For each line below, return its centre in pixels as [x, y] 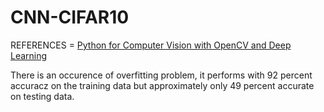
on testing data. [42, 96]
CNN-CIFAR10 [70, 17]
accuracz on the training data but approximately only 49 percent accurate [162, 85]
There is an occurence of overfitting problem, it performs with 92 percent [161, 75]
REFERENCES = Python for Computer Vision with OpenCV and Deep [151, 45]
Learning [29, 55]
